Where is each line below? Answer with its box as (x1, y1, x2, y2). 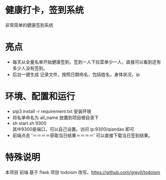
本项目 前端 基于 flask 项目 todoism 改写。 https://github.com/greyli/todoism (5, 169, 161, 175)
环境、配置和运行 (5, 91, 76, 102)
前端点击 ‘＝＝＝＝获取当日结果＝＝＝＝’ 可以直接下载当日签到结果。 (12, 132, 153, 138)
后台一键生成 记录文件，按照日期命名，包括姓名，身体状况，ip (12, 71, 140, 77)
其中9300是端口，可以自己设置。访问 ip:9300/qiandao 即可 (12, 126, 135, 132)
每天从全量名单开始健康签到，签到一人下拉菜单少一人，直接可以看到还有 (12, 58, 161, 65)
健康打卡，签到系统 (5, 4, 84, 16)
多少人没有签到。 (12, 65, 48, 71)
